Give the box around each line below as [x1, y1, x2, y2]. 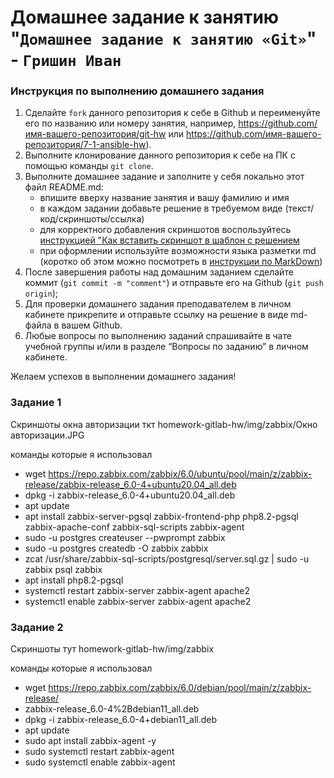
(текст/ [284, 202, 315, 215]
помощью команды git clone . [24, 160, 154, 172]
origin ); [24, 287, 59, 300]
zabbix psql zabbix [24, 563, 103, 575]
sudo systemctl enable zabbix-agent [24, 756, 176, 768]
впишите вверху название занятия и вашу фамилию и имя [39, 192, 290, 204]
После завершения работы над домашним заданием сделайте [24, 266, 294, 278]
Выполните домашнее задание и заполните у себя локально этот [24, 171, 305, 183]
